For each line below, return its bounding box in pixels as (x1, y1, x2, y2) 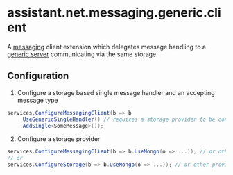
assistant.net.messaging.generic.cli (7, 5, 221, 21)
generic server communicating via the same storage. (7, 50, 158, 58)
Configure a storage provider (17, 135, 101, 143)
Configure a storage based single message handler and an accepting (17, 88, 215, 97)
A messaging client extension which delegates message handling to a (7, 42, 207, 51)
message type (17, 96, 59, 104)
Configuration (7, 70, 69, 82)
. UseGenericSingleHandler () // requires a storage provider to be (19, 116, 216, 123)
